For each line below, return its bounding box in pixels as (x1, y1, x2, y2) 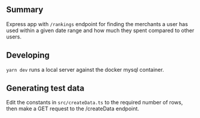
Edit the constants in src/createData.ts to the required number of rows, (6, 99, 183, 106)
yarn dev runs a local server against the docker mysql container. (6, 66, 164, 73)
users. (6, 33, 22, 40)
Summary (6, 5, 44, 15)
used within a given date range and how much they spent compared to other (6, 27, 195, 34)
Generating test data (6, 83, 85, 94)
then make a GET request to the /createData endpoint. (6, 105, 139, 112)
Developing (6, 50, 50, 60)
